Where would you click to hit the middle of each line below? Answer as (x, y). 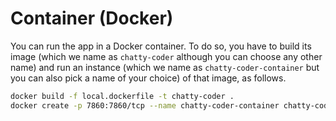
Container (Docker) (92, 18)
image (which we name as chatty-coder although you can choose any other (166, 56)
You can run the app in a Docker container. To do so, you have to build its (161, 46)
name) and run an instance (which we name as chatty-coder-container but (165, 67)
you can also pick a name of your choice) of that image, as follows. (148, 78)
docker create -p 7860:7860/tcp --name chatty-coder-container (145, 105)
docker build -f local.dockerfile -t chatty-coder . (122, 96)
